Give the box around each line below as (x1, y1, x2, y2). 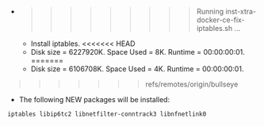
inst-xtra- (224, 7, 257, 16)
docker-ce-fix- (196, 15, 245, 25)
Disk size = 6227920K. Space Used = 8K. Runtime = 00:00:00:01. (30, 48, 245, 56)
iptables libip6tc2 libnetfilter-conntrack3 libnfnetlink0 (7, 110, 207, 118)
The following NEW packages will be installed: (18, 95, 170, 104)
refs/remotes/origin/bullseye (145, 79, 239, 89)
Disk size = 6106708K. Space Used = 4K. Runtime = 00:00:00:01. (30, 64, 244, 74)
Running (196, 7, 224, 16)
